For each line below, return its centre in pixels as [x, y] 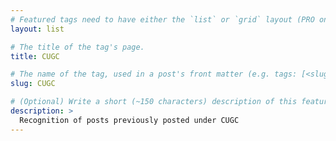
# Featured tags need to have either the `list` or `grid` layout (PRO [162, 19]
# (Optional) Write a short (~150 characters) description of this [154, 102]
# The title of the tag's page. [77, 47]
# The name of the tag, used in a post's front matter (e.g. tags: [154, 74]
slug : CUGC [33, 84]
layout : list [37, 29]
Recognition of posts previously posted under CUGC [129, 120]
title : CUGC [35, 56]
